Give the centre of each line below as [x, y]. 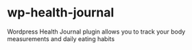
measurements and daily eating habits [61, 38]
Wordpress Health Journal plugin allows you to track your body [96, 32]
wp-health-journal [61, 13]
